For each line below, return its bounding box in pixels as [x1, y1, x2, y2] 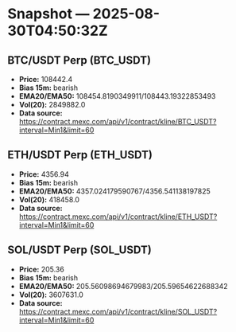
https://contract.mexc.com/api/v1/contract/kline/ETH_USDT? [18, 212, 218, 221]
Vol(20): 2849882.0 [18, 100, 86, 109]
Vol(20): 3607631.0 [18, 290, 84, 299]
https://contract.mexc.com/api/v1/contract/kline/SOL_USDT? [18, 307, 218, 316]
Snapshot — [7, 5, 90, 23]
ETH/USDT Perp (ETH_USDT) [7, 148, 153, 162]
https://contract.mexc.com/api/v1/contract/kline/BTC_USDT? [18, 117, 217, 126]
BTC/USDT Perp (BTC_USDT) [7, 53, 152, 67]
